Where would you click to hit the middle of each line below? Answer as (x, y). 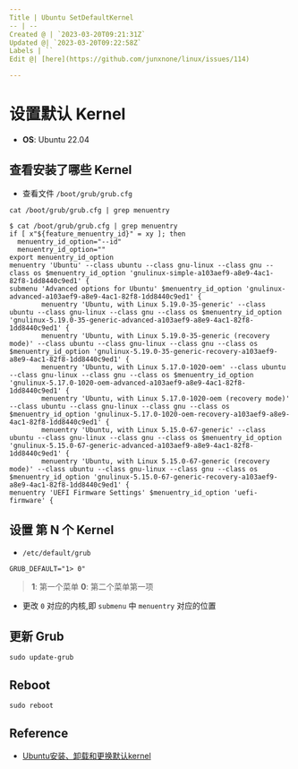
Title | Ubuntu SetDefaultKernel (72, 17)
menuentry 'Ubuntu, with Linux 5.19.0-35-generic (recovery (156, 336)
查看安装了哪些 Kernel (71, 170)
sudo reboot (31, 706)
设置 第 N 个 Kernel (62, 530)
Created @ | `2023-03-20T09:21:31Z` (77, 34)
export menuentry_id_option (62, 257)
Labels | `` (31, 51)
